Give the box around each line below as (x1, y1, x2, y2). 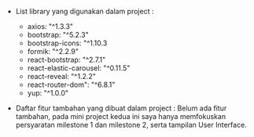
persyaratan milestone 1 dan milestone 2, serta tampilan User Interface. (15, 121, 248, 129)
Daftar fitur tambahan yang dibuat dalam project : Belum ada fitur (15, 103, 227, 113)
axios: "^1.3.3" (27, 22, 73, 31)
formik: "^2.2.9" (27, 47, 79, 56)
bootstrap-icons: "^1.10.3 (27, 38, 108, 48)
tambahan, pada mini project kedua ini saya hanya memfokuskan (15, 112, 226, 121)
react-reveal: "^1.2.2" (27, 72, 97, 81)
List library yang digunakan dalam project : (15, 7, 154, 16)
